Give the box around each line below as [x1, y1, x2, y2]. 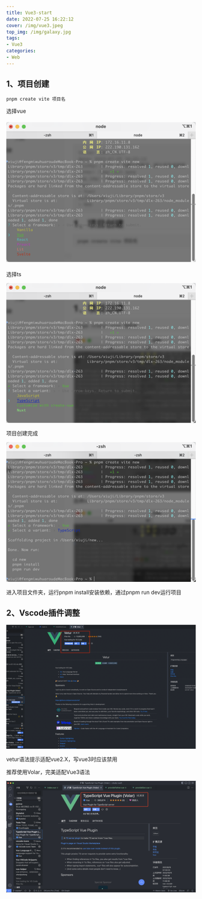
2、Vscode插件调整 [6, 608, 80, 618]
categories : [6, 48, 36, 54]
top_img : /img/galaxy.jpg [6, 29, 71, 35]
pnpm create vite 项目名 [6, 96, 66, 102]
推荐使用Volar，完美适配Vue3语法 [6, 768, 90, 775]
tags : [6, 35, 20, 42]
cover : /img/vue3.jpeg [6, 22, 63, 28]
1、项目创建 [6, 79, 50, 89]
